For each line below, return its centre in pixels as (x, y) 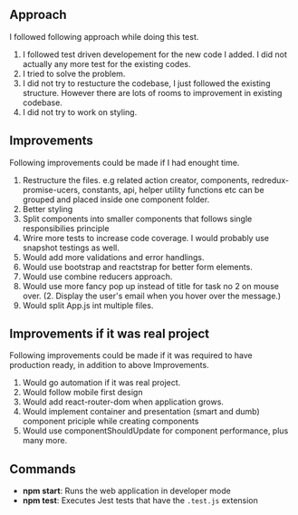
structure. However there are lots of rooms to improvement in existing (152, 92)
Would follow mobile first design (82, 393)
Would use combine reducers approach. (97, 277)
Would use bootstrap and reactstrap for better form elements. (138, 267)
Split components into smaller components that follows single (137, 219)
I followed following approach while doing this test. (104, 36)
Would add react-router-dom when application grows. (123, 402)
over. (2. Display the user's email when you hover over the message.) (152, 296)
